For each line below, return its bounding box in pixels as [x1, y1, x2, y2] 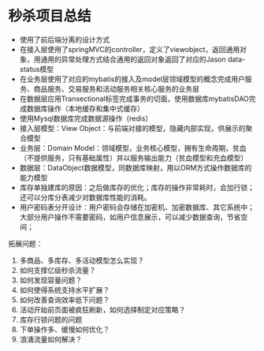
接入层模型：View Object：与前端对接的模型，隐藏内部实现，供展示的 [19, 123, 246, 133]
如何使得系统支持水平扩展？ [19, 285, 110, 294]
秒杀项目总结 [8, 7, 92, 25]
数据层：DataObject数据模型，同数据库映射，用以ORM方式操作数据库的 [19, 162, 252, 172]
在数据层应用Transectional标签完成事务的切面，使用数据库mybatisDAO [19, 94, 250, 103]
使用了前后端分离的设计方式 [19, 35, 110, 44]
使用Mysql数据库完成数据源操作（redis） [19, 114, 153, 123]
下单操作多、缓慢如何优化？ [19, 324, 110, 334]
